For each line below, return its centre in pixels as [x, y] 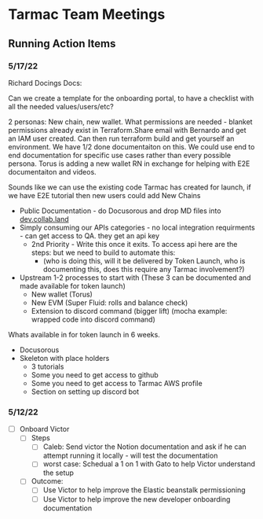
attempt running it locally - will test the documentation [130, 456]
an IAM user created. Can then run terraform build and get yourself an [121, 138]
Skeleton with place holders [64, 358]
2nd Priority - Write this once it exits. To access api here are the [134, 244]
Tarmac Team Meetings [87, 15]
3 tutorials [47, 366]
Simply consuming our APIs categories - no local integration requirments [137, 227]
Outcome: [47, 481]
